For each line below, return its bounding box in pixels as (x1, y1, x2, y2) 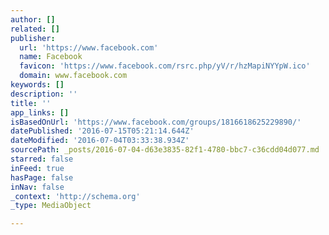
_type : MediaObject (10, 201, 92, 211)
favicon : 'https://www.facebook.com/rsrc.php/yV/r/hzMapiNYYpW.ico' (19, 61, 311, 71)
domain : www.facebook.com (19, 71, 128, 81)
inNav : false (10, 182, 65, 192)
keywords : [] (10, 80, 65, 90)
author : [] (10, 14, 56, 25)
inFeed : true (10, 163, 65, 173)
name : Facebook (19, 52, 83, 62)
